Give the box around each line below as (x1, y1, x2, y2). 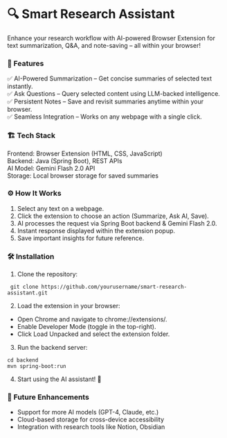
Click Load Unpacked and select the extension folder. (17, 330, 170, 338)
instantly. (7, 82, 33, 91)
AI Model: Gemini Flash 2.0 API (7, 164, 96, 172)
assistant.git (7, 289, 48, 296)
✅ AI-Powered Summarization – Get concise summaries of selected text (7, 74, 212, 83)
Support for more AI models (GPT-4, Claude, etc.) (17, 408, 159, 416)
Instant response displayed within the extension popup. (17, 226, 175, 235)
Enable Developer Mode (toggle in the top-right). (17, 323, 156, 331)
